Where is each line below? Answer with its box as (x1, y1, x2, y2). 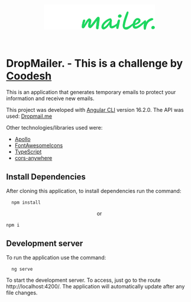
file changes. (6, 289, 38, 296)
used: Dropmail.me (6, 113, 52, 120)
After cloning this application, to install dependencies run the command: (6, 188, 182, 195)
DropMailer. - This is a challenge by (6, 56, 183, 70)
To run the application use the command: (6, 253, 106, 261)
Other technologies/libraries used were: (6, 124, 103, 131)
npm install (11, 200, 41, 205)
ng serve (11, 266, 33, 272)
